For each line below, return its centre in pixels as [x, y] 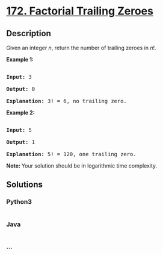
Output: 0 [20, 89]
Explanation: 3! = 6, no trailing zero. [67, 101]
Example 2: [20, 112]
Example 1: [20, 59]
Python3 [19, 202]
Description [29, 33]
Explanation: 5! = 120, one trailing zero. [71, 154]
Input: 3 [19, 77]
